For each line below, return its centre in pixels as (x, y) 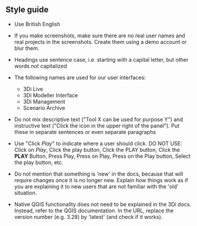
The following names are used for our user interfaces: (80, 77)
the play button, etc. (39, 162)
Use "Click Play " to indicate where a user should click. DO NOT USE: (98, 143)
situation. (25, 193)
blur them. (27, 48)
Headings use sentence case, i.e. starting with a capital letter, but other (101, 59)
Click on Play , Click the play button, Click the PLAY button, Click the (97, 149)
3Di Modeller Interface (50, 95)
